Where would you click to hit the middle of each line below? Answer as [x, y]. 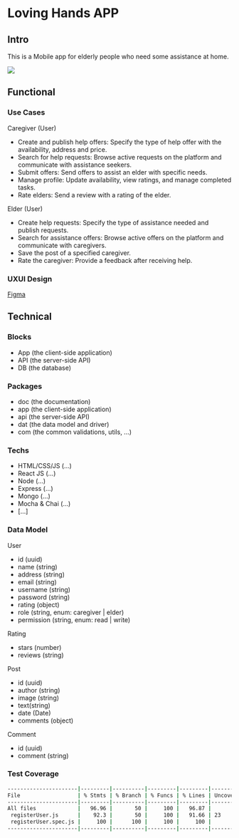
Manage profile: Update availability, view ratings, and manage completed [124, 180]
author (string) [39, 690]
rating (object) [38, 604]
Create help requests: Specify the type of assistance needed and [113, 222]
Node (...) [32, 481]
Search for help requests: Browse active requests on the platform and [119, 157]
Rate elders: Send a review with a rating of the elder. [94, 195]
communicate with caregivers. [62, 245]
